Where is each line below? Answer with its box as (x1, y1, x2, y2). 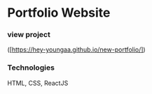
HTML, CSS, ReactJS (7, 79, 69, 87)
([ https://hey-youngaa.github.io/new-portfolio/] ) (7, 45, 146, 54)
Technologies (7, 63, 55, 72)
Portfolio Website (7, 5, 111, 21)
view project (7, 30, 50, 40)
